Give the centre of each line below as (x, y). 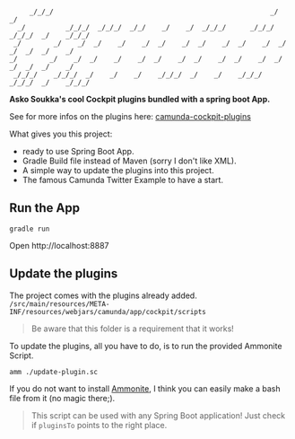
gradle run (30, 229)
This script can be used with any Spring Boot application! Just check (158, 415)
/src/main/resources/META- (60, 304)
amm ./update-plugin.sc (54, 372)
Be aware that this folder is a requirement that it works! (133, 329)
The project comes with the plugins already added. (103, 295)
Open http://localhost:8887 (59, 245)
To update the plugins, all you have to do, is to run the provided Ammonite (146, 346)
